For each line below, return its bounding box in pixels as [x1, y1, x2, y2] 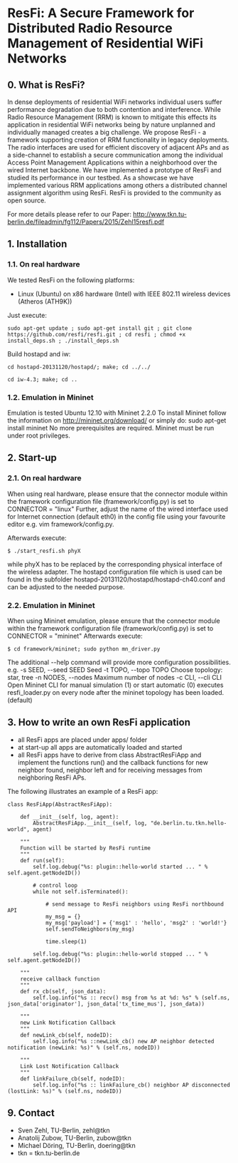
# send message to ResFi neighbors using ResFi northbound [45, 900, 224, 908]
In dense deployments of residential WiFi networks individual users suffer [7, 98, 222, 106]
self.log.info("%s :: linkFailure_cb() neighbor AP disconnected [33, 1081, 231, 1088]
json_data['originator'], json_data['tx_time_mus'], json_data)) [7, 1000, 205, 1008]
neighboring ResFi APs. [17, 773, 87, 782]
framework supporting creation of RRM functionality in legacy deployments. [7, 135, 229, 144]
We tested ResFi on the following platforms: [7, 276, 135, 284]
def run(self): [20, 857, 65, 864]
